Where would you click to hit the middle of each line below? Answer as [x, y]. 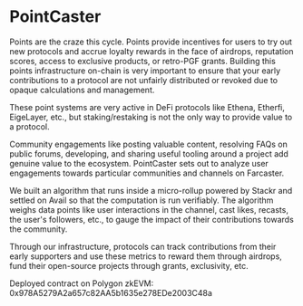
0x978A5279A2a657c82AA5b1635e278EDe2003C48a [111, 292]
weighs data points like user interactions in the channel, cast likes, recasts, [149, 209]
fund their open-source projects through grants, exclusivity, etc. [129, 265]
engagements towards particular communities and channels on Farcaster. [147, 173]
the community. [39, 229]
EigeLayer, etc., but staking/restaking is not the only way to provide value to [151, 117]
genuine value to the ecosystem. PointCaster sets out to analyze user [139, 163]
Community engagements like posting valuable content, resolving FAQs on [148, 144]
